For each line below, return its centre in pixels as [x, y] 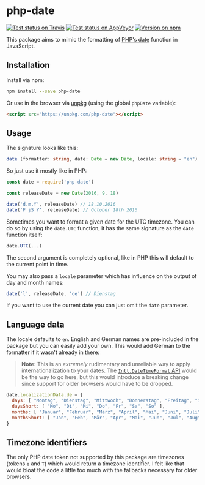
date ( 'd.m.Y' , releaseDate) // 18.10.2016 [61, 204]
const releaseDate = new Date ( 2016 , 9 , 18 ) [63, 194]
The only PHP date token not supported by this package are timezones [95, 457]
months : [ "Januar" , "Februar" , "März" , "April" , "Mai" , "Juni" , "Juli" [106, 412]
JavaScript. [21, 46]
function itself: [24, 235]
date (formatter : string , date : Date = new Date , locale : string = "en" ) [102, 159]
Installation [28, 65]
